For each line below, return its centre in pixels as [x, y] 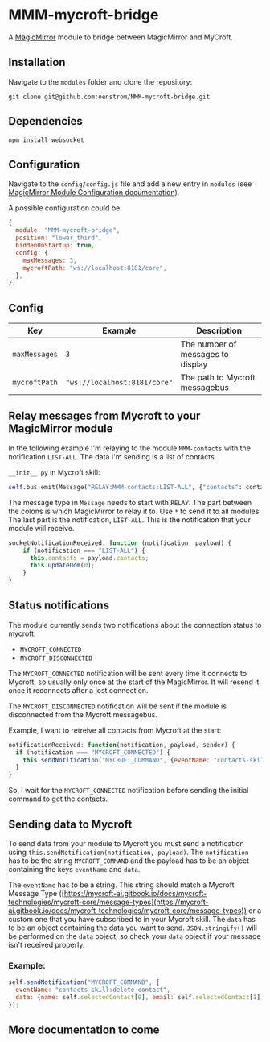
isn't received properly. [47, 945]
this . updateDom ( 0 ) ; [62, 566]
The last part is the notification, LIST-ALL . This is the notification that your [130, 519]
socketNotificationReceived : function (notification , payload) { [120, 543]
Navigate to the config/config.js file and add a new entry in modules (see [130, 184]
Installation [37, 62]
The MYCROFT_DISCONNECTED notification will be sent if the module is [118, 706]
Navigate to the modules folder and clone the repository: [100, 81]
